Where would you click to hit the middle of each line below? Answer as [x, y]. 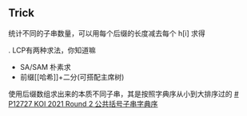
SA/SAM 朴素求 [45, 67]
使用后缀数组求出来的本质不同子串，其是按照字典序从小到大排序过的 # [124, 94]
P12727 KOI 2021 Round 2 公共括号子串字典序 [83, 103]
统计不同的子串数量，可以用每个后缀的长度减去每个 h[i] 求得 [107, 33]
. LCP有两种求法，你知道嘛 [52, 50]
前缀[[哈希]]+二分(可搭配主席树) [72, 77]
